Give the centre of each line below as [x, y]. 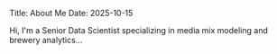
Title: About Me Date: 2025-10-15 [71, 13]
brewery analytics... [46, 40]
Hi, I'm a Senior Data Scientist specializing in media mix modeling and [138, 30]
